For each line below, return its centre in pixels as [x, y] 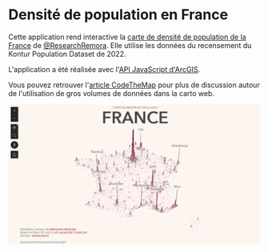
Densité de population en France [118, 15]
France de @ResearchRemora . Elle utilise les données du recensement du [130, 45]
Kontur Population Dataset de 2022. [67, 54]
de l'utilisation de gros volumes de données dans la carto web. [111, 93]
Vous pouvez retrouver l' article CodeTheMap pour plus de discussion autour [134, 85]
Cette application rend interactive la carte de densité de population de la [127, 37]
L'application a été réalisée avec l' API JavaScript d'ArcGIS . [104, 69]
